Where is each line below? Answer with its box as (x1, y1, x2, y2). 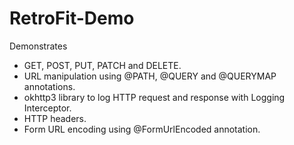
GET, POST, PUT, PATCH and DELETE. (23, 59, 182, 71)
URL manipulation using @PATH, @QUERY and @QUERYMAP (23, 70, 277, 82)
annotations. (23, 80, 76, 92)
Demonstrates (9, 40, 68, 52)
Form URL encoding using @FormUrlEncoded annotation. (23, 123, 261, 135)
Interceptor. (23, 102, 72, 114)
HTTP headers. (23, 112, 87, 124)
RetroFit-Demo (9, 7, 135, 30)
